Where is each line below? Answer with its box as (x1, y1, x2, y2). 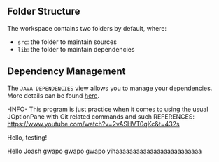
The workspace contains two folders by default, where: (7, 24, 167, 32)
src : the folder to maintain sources (17, 38, 118, 46)
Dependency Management (7, 66, 126, 78)
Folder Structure (7, 6, 80, 17)
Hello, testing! (7, 133, 48, 142)
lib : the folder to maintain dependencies (17, 45, 135, 53)
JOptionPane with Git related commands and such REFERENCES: (7, 112, 195, 121)
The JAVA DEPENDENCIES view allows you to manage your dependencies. (7, 84, 213, 92)
